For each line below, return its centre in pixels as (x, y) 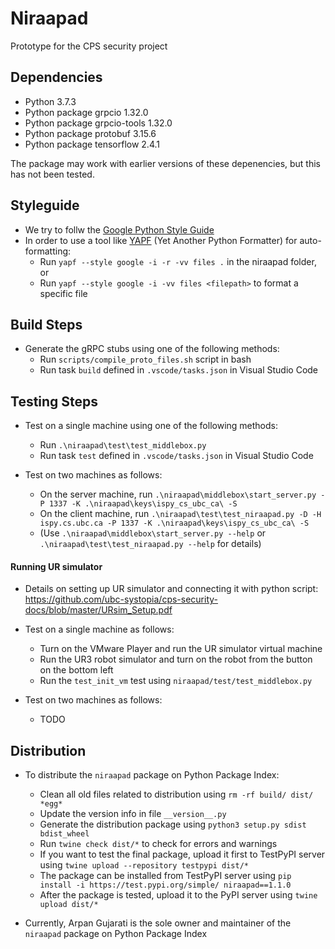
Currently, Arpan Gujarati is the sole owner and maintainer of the (158, 923)
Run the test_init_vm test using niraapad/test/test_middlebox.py (176, 681)
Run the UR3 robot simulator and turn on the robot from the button (176, 659)
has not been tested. (52, 174)
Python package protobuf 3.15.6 (90, 133)
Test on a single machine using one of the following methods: (151, 426)
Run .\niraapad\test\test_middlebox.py (123, 445)
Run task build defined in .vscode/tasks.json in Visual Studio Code (179, 370)
